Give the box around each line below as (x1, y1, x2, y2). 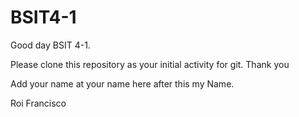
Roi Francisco (10, 97, 67, 109)
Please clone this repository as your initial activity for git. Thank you (10, 58, 290, 70)
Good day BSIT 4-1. (10, 39, 91, 51)
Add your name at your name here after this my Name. (10, 77, 235, 90)
